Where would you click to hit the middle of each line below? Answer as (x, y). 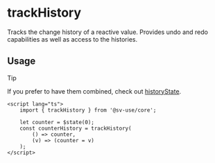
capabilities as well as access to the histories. (72, 39)
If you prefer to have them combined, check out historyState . (94, 91)
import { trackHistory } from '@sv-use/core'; (88, 110)
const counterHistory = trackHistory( (76, 128)
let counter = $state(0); (57, 122)
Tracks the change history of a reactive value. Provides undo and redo (108, 32)
